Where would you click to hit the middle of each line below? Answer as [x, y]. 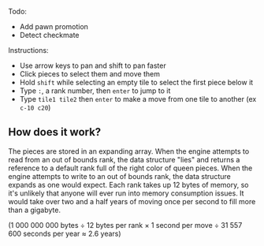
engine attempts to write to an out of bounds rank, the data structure [119, 176]
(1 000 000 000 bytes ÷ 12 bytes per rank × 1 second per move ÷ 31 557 [125, 225]
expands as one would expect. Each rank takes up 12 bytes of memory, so [128, 184]
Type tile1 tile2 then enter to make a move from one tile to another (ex [138, 99]
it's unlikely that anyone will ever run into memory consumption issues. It [126, 193]
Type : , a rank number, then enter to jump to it [95, 91]
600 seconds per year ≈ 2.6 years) [65, 233]
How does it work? [55, 132]
